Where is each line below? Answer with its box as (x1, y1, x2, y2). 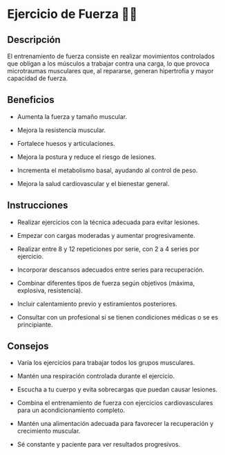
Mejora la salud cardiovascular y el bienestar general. (17, 179, 170, 187)
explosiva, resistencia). (17, 286, 83, 295)
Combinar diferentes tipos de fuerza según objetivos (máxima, (17, 279, 195, 287)
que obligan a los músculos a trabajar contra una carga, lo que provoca (7, 59, 210, 68)
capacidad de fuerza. (7, 74, 68, 82)
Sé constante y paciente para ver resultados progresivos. (17, 440, 181, 449)
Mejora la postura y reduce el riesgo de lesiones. (17, 152, 157, 161)
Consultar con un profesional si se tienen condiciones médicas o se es (17, 313, 219, 321)
